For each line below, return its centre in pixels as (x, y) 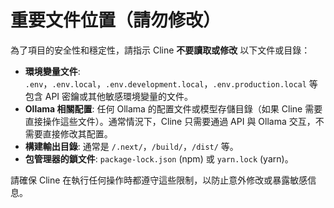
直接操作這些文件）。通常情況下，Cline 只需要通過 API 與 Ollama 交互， (170, 121)
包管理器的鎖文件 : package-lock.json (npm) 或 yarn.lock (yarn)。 (159, 158)
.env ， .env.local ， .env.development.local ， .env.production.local (165, 83)
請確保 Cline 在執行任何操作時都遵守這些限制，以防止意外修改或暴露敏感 (159, 180)
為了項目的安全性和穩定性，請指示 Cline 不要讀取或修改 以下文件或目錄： (160, 50)
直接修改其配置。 (77, 133)
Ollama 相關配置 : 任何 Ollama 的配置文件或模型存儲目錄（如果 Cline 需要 (173, 108)
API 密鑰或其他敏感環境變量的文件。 (119, 96)
